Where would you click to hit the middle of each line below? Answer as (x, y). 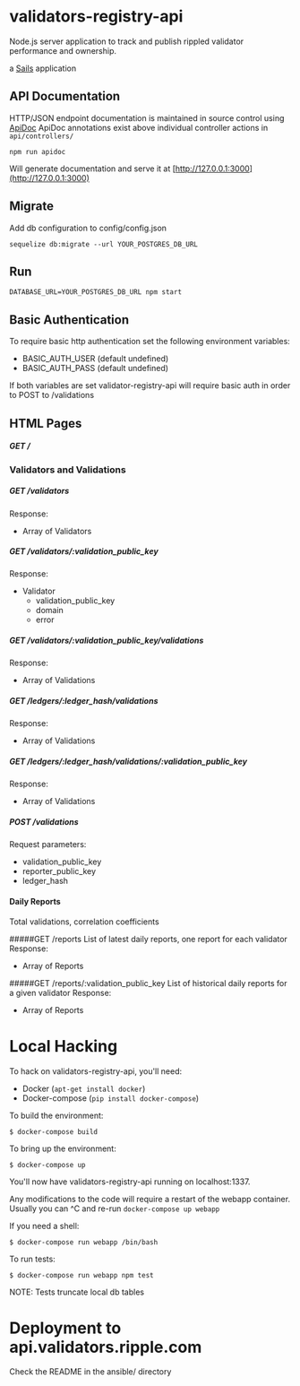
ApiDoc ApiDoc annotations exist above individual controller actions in (139, 127)
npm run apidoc (38, 152)
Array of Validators (57, 531)
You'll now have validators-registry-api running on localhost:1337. (130, 1182)
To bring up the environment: (63, 1148)
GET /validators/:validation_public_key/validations (107, 641)
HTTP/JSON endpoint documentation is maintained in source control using (147, 117)
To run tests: (32, 1259)
